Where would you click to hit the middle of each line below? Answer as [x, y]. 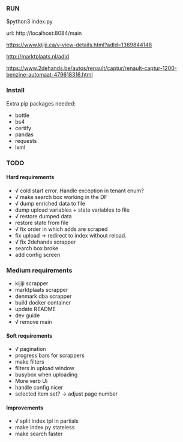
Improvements [25, 408]
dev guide [27, 315]
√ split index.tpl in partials [47, 421]
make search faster [39, 434]
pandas [24, 134]
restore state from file [42, 223]
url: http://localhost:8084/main [44, 33]
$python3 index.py [29, 22]
